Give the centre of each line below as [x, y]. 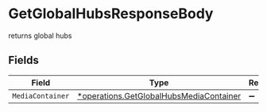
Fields [24, 60]
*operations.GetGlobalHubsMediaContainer [159, 95]
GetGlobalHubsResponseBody [111, 14]
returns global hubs [40, 35]
